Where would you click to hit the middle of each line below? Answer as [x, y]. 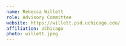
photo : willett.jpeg [32, 34]
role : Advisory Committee [39, 17]
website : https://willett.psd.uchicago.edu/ [63, 23]
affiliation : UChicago [35, 28]
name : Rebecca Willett [35, 12]
